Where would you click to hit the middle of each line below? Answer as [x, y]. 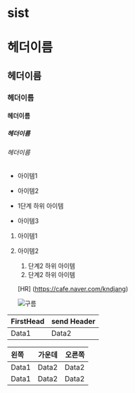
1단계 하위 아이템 [40, 206]
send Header [74, 321]
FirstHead [28, 321]
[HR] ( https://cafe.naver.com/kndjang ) [73, 288]
